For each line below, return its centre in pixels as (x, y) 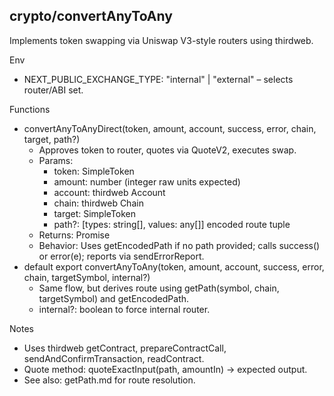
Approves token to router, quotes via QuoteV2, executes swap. (167, 150)
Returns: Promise (74, 235)
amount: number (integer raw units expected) (147, 181)
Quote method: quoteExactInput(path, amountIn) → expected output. (165, 369)
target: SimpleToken (95, 213)
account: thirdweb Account (109, 192)
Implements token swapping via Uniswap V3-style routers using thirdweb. (161, 40)
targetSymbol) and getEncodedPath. (114, 298)
